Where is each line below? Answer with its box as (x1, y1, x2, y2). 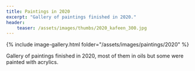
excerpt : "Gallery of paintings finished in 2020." (6, 14, 136, 20)
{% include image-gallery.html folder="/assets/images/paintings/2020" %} (6, 41, 190, 48)
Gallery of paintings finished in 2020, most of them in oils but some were (6, 52, 184, 59)
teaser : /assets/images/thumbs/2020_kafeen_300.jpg (17, 25, 147, 31)
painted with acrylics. (6, 59, 59, 66)
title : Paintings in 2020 (6, 8, 70, 15)
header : (6, 19, 25, 25)
